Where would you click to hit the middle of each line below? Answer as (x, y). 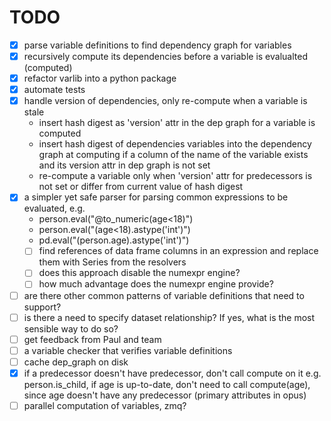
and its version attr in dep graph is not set (124, 165)
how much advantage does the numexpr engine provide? (156, 284)
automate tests (54, 90)
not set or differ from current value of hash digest (141, 187)
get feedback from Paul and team (92, 339)
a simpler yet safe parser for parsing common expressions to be (156, 197)
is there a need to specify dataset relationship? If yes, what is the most (169, 317)
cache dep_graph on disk (76, 362)
